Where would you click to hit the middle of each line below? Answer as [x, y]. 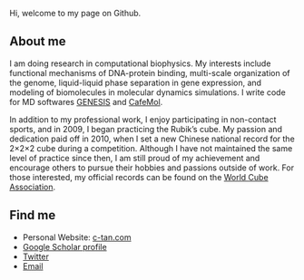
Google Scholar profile [64, 246]
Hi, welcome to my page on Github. [75, 13]
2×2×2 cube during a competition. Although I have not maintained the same [151, 148]
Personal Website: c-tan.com [77, 237]
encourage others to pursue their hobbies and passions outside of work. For [152, 168]
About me [38, 41]
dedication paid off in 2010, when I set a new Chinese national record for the [152, 139]
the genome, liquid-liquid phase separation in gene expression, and [135, 82]
